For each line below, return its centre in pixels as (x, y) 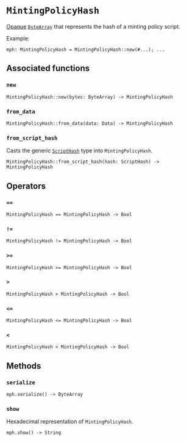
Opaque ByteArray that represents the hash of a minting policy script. (93, 26)
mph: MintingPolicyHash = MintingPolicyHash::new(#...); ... (86, 50)
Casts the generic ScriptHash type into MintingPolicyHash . (80, 151)
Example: (18, 38)
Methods (24, 366)
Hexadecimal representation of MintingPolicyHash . (70, 422)
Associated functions (48, 68)
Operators (26, 186)
